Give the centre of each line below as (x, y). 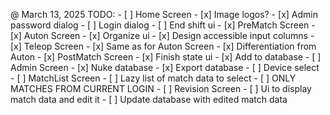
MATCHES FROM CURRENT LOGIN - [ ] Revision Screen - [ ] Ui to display (161, 88)
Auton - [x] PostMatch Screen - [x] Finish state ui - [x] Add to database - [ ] (166, 57)
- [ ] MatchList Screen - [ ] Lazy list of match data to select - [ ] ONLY (153, 78)
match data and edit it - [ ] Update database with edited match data (149, 99)
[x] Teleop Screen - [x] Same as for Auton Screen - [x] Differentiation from (163, 46)
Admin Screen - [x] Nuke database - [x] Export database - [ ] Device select (165, 67)
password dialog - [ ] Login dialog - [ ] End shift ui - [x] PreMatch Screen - (163, 25)
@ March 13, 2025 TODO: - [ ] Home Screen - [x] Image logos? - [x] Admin (164, 14)
